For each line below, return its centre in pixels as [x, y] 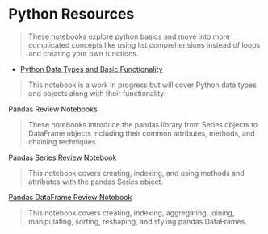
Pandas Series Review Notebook [63, 157]
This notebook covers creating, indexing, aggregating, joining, [131, 213]
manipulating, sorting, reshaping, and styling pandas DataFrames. [138, 221]
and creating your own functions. [83, 53]
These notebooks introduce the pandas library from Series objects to [143, 124]
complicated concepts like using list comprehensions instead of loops [144, 44]
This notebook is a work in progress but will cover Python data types [142, 85]
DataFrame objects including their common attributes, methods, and [142, 133]
